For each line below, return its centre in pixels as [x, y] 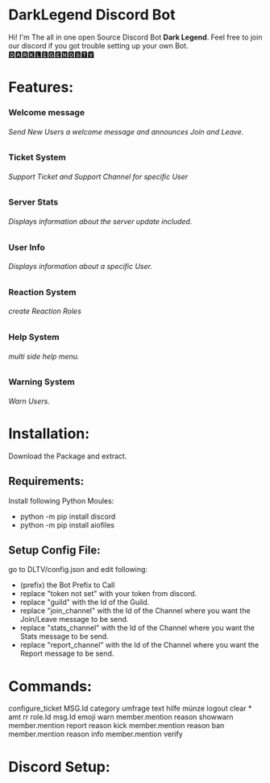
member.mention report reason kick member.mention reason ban [116, 726]
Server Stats [33, 202]
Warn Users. [29, 401]
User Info [27, 247]
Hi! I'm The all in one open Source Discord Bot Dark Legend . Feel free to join [135, 37]
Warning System [42, 382]
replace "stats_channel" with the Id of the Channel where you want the [137, 628]
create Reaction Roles [45, 311]
